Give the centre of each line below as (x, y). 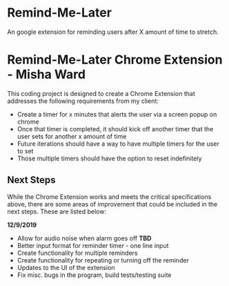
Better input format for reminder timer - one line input (93, 245)
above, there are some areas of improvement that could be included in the (112, 204)
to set (25, 151)
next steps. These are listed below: (57, 211)
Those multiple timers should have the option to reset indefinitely (109, 158)
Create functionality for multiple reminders (77, 253)
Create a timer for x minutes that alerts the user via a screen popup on (117, 114)
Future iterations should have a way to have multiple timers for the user (118, 144)
